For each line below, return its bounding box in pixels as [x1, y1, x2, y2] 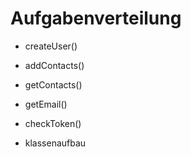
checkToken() [24, 117, 82, 129]
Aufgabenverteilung [10, 7, 182, 30]
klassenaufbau [24, 137, 87, 149]
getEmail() [24, 98, 68, 110]
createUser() [24, 40, 78, 52]
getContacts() [24, 78, 83, 91]
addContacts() [24, 59, 85, 71]
